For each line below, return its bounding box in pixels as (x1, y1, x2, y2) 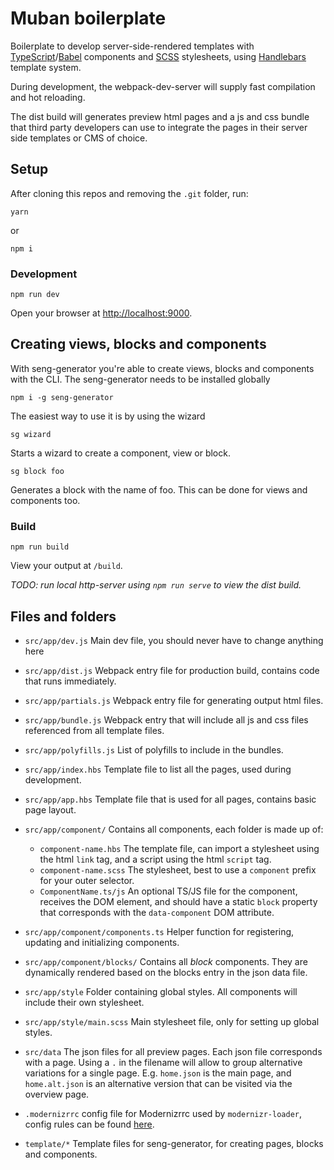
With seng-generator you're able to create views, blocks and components (10, 362, 315, 374)
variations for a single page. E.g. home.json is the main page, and (24, 1067, 292, 1079)
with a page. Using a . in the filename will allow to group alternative (24, 1056, 303, 1068)
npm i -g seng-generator (10, 392, 114, 402)
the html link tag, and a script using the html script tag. (39, 853, 272, 865)
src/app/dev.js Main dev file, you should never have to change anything (24, 634, 324, 646)
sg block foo (10, 466, 65, 476)
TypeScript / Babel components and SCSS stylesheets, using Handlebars (10, 50, 307, 62)
